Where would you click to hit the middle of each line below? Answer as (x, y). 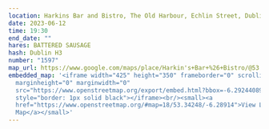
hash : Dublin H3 (35, 53)
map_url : (23, 68)
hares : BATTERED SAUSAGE (50, 46)
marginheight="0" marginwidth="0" (73, 83)
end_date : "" (30, 38)
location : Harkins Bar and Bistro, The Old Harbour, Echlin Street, (125, 16)
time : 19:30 (28, 30)
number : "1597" (34, 61)
